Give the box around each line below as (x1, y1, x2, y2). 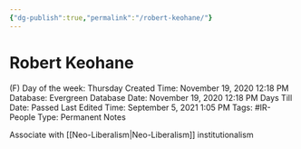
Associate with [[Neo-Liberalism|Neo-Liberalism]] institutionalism (9, 129, 254, 140)
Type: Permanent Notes (37, 111, 127, 123)
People (9, 111, 36, 123)
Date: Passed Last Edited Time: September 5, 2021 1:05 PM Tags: (9, 102, 253, 113)
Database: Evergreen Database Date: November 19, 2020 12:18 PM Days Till (9, 92, 293, 103)
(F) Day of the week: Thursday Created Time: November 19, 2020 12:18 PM (9, 83, 289, 94)
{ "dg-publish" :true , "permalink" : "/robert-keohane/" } (9, 13, 213, 23)
